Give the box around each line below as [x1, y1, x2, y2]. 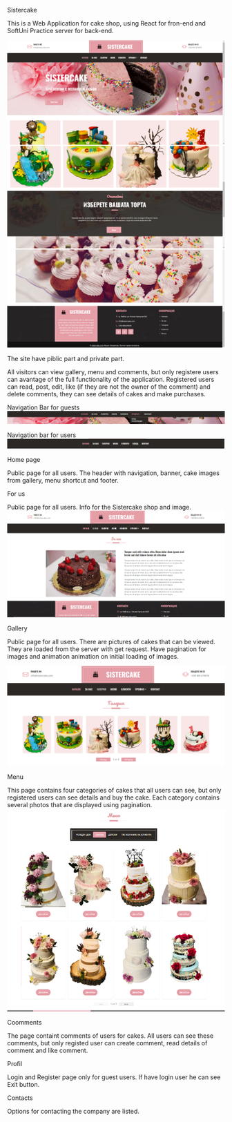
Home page [7, 456, 41, 464]
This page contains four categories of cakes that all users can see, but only [7, 786, 222, 795]
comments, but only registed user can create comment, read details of [7, 1039, 208, 1047]
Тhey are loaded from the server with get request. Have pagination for [7, 645, 207, 653]
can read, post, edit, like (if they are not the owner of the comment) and [7, 383, 211, 391]
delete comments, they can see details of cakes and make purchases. [7, 389, 206, 398]
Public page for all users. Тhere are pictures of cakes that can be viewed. [7, 637, 215, 646]
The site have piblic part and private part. [7, 354, 125, 362]
